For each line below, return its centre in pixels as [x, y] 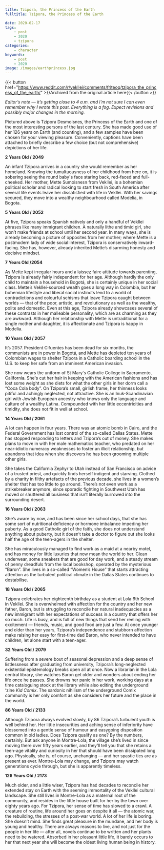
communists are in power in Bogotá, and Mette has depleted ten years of [78, 353]
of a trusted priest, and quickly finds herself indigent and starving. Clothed [80, 474]
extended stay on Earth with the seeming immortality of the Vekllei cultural [80, 790]
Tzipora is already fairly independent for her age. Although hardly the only [80, 277]
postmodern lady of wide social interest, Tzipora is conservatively [71, 243]
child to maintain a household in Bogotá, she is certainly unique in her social [81, 282]
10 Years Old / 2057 [25, 338]
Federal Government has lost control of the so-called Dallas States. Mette [79, 433]
